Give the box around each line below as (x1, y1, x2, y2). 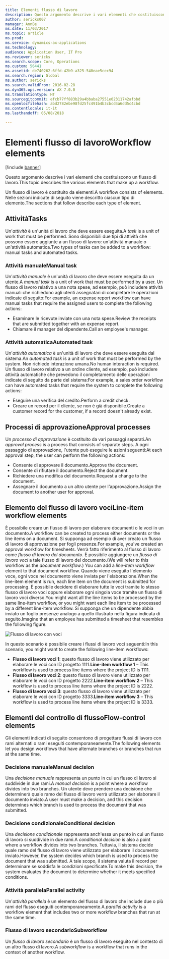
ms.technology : (5, 45, 37, 50)
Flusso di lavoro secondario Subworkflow (5, 927, 107, 934)
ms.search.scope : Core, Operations (5, 59, 80, 64)
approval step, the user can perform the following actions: (5, 452, 126, 458)
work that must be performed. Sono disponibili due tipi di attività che (5, 233, 147, 239)
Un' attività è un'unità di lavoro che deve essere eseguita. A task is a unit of (5, 228, 159, 234)
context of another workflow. (5, 949, 65, 955)
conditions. (5, 874, 29, 880)
